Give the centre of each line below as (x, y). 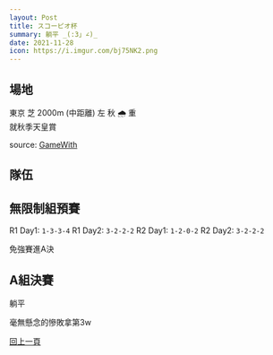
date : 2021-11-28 (42, 43)
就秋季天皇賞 (33, 126)
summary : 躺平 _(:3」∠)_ (54, 34)
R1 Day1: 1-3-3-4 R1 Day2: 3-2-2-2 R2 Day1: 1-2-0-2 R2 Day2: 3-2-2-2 (137, 230)
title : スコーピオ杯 (43, 26)
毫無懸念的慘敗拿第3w (51, 322)
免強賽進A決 (32, 249)
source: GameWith (43, 144)
